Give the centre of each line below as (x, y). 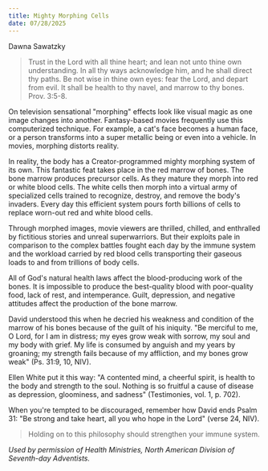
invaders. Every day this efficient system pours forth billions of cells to (124, 204)
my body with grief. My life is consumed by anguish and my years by (122, 344)
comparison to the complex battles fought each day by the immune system (132, 245)
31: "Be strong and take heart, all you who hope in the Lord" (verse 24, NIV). (134, 418)
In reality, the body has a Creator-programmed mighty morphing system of (132, 161)
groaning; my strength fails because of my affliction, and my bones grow (128, 353)
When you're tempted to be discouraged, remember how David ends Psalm (133, 410)
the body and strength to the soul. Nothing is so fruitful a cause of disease (131, 386)
